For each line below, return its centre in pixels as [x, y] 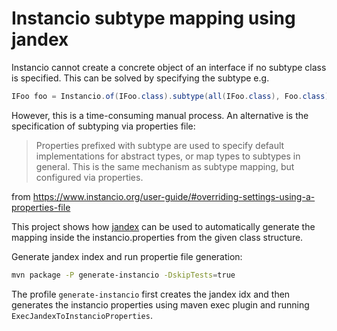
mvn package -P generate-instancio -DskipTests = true [123, 275]
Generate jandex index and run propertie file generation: [127, 256]
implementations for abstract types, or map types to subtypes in [168, 156]
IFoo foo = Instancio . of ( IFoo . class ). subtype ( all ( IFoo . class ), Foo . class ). [172, 96]
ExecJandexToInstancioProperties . [82, 315]
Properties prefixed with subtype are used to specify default [160, 145]
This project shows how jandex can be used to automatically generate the [163, 226]
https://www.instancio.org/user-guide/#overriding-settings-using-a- [174, 196]
